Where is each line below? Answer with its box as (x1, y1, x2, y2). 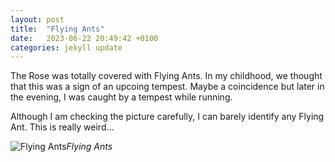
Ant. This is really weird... (10, 121, 115, 133)
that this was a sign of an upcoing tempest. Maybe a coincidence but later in (10, 81, 325, 93)
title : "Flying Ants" (10, 24, 105, 34)
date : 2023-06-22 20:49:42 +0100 (10, 33, 159, 43)
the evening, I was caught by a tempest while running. (10, 91, 233, 103)
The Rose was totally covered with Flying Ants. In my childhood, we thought (10, 70, 323, 82)
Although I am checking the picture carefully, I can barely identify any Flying (10, 111, 325, 123)
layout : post (10, 14, 65, 25)
